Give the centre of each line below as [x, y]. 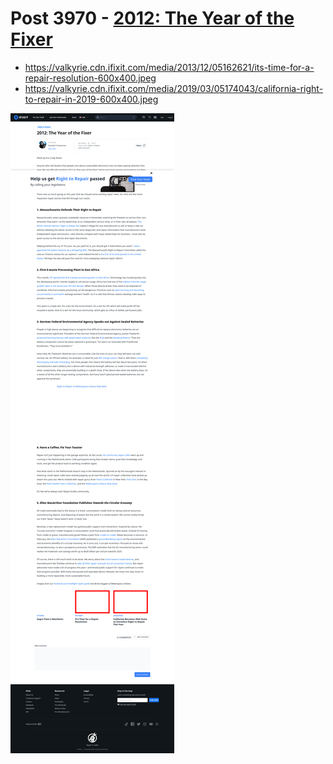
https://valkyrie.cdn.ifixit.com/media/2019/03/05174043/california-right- [174, 88]
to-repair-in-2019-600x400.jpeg [91, 99]
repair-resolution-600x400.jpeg [90, 78]
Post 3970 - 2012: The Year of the [152, 18]
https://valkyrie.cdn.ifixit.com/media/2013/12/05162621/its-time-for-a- [169, 67]
